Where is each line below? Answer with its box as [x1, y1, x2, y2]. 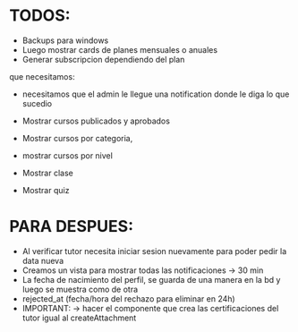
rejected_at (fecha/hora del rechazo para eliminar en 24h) [21, 293, 235, 304]
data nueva [21, 255, 64, 266]
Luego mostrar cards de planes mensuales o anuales [21, 44, 217, 55]
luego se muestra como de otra [21, 284, 139, 294]
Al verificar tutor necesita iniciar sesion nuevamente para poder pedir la [21, 245, 287, 256]
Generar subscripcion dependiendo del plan [21, 54, 185, 64]
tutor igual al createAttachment [21, 312, 137, 323]
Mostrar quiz [21, 184, 70, 195]
